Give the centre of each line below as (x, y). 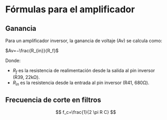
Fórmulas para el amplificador (70, 9)
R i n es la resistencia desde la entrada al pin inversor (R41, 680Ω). (81, 83)
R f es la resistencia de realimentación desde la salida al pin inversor (84, 71)
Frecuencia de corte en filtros (53, 100)
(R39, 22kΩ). (26, 77)
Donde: (13, 61)
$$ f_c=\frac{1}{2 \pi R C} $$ (86, 112)
